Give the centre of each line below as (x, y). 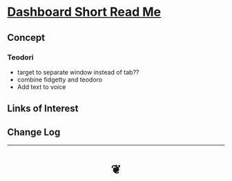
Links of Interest (43, 109)
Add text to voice (41, 86)
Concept (26, 38)
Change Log (34, 132)
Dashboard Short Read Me (84, 12)
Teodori (20, 57)
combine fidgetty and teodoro (59, 79)
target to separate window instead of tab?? (78, 72)
